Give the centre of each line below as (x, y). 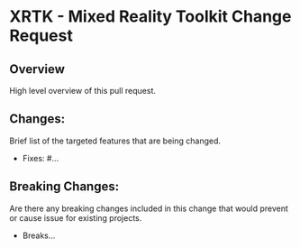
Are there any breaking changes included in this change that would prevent (149, 208)
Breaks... (39, 235)
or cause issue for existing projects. (76, 217)
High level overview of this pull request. (82, 91)
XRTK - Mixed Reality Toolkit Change (150, 17)
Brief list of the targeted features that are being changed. (115, 141)
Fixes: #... (41, 158)
